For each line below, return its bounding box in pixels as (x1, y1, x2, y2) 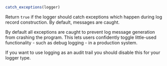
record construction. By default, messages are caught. (5, 19, 120, 25)
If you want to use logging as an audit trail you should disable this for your (5, 49, 160, 55)
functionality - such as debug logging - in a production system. (5, 39, 138, 45)
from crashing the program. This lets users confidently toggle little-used (5, 34, 157, 40)
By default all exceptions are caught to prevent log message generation (5, 29, 155, 35)
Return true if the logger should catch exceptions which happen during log (5, 14, 162, 20)
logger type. (5, 54, 31, 60)
